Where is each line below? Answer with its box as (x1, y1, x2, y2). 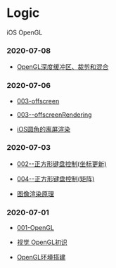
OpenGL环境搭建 (16, 253, 66, 262)
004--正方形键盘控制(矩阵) (16, 174, 95, 183)
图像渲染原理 (16, 189, 54, 198)
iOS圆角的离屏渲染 (16, 125, 71, 133)
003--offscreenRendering (16, 110, 92, 119)
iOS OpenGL (6, 28, 43, 37)
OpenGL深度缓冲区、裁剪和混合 (16, 63, 109, 71)
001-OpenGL (16, 224, 54, 232)
